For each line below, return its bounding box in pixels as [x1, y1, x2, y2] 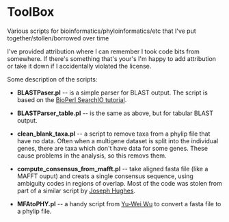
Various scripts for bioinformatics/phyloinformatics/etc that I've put [7, 27, 196, 35]
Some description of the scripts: [7, 75, 98, 83]
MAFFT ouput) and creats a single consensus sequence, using [16, 172, 193, 180]
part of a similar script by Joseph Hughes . [16, 186, 135, 195]
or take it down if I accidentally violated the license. [7, 62, 152, 70]
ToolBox [7, 4, 55, 20]
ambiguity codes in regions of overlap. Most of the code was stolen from [16, 179, 222, 187]
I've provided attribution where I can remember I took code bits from [7, 47, 200, 56]
